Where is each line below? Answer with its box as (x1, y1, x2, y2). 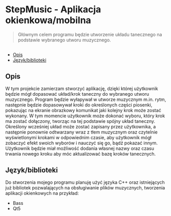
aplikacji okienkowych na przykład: (5, 190, 79, 196)
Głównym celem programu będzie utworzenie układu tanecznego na (17, 31, 162, 37)
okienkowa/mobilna (5, 14, 91, 26)
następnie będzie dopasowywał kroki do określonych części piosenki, (5, 102, 153, 108)
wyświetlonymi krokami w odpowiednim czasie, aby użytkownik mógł (5, 135, 152, 141)
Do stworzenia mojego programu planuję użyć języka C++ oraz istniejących (5, 179, 165, 185)
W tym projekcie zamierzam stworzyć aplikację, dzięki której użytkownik (5, 85, 159, 92)
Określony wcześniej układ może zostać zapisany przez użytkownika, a (5, 124, 156, 130)
